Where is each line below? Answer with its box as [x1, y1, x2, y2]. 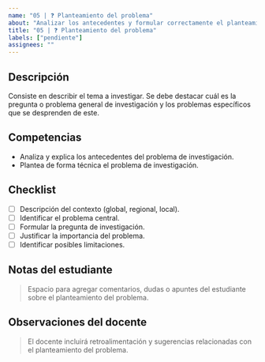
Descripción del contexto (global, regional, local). [19, 204, 180, 213]
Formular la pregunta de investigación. [19, 222, 145, 232]
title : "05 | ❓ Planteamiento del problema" [8, 26, 157, 34]
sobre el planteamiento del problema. [27, 292, 149, 302]
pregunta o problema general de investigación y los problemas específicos [8, 100, 251, 109]
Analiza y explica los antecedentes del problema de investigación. [19, 152, 234, 161]
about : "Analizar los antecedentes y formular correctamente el [8, 19, 224, 27]
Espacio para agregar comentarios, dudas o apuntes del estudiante [27, 284, 247, 293]
